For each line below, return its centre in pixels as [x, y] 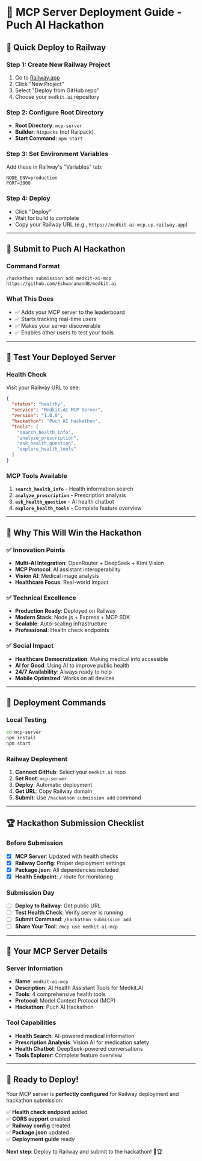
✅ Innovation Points [36, 549]
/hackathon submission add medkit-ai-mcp [59, 279]
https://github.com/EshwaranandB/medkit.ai [62, 284]
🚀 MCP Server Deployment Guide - [94, 12]
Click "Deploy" [33, 211]
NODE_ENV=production [32, 178]
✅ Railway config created [38, 1125]
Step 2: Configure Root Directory [55, 112]
